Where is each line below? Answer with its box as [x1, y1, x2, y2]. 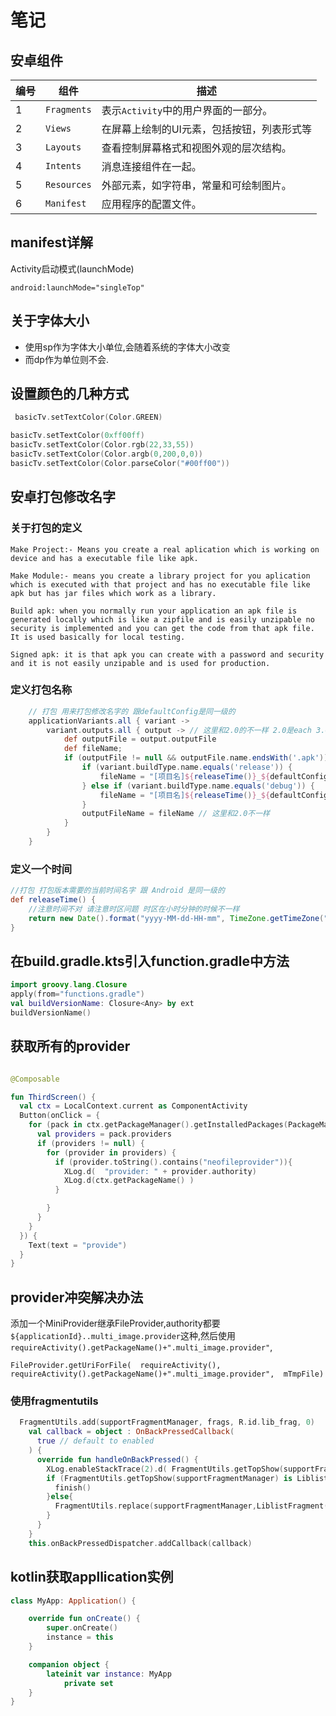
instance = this [46, 1632, 114, 1643]
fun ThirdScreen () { [10, 1092, 97, 1102]
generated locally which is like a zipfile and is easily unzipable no [10, 614, 315, 625]
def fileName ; [63, 744, 123, 754]
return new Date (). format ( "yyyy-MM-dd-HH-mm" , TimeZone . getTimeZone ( [28, 913, 325, 923]
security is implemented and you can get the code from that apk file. [10, 623, 315, 633]
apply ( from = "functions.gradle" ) [10, 989, 145, 1000]
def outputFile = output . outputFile [63, 734, 217, 745]
